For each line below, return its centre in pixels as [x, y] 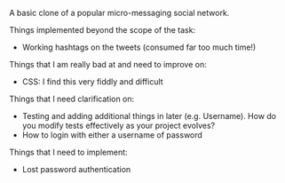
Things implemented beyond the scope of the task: [103, 30]
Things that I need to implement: [68, 152]
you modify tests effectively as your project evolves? [119, 125]
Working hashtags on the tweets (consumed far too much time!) [139, 47]
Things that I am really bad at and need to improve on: [108, 64]
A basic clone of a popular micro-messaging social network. [119, 13]
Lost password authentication [76, 169]
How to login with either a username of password [112, 135]
